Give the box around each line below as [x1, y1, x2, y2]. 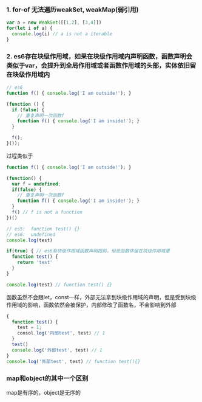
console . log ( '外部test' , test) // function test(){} [6, 358, 141, 364]
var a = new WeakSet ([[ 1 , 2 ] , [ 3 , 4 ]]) [6, 19, 102, 26]
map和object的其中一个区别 [6, 374, 89, 383]
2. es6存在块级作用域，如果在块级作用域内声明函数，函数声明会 [6, 52, 193, 60]
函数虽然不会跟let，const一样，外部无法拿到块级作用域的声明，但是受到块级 [6, 293, 197, 300]
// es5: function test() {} [6, 226, 80, 232]
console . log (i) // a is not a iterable [12, 31, 113, 37]
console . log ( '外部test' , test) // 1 [12, 347, 103, 353]
